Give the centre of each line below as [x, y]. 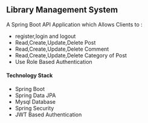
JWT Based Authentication [48, 115]
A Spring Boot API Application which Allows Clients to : [75, 24]
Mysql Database [35, 102]
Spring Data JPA [35, 95]
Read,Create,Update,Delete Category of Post [71, 55]
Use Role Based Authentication [53, 61]
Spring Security [34, 109]
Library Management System [62, 10]
